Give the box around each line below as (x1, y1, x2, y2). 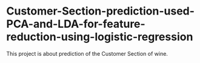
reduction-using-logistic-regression (6, 30, 193, 44)
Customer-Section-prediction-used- (6, 4, 195, 18)
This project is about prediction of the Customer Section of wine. (6, 50, 168, 57)
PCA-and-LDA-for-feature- (6, 17, 145, 31)
